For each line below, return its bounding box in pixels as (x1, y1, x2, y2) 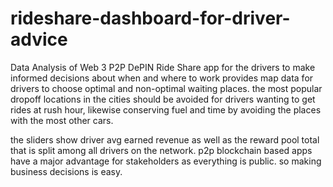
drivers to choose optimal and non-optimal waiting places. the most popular (10, 82, 323, 94)
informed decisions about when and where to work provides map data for (10, 72, 314, 84)
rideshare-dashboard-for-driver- (10, 7, 291, 30)
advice (10, 28, 68, 51)
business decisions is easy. (10, 165, 123, 177)
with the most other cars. (10, 114, 114, 126)
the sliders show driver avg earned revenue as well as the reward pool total (10, 133, 320, 146)
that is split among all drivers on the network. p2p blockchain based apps (10, 144, 313, 156)
